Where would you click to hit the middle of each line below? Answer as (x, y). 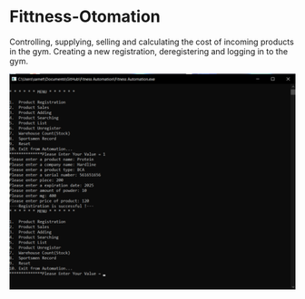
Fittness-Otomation (85, 17)
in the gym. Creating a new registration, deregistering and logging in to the (149, 51)
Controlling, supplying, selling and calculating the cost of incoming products (152, 42)
